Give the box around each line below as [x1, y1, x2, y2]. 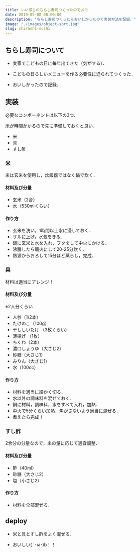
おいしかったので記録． [12, 81, 61, 87]
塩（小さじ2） [12, 477, 42, 483]
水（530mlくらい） [12, 203, 53, 209]
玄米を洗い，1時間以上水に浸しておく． [12, 227, 94, 234]
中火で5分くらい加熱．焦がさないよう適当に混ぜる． [12, 408, 121, 414]
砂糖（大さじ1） [12, 351, 46, 357]
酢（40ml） [12, 465, 37, 471]
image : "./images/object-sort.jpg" [5, 21, 80, 27]
